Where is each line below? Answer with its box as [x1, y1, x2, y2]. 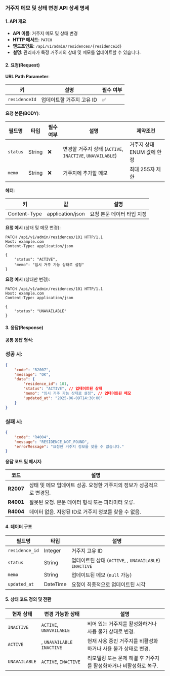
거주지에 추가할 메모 [63, 170, 108, 177]
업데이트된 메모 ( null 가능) [71, 571, 133, 578]
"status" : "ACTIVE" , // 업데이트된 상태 [23, 386, 102, 392]
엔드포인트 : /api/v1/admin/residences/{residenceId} [12, 43, 122, 49]
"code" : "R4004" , [14, 434, 51, 440]
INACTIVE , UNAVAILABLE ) [63, 152, 117, 159]
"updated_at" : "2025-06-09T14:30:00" [23, 395, 103, 401]
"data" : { [14, 377, 35, 382]
